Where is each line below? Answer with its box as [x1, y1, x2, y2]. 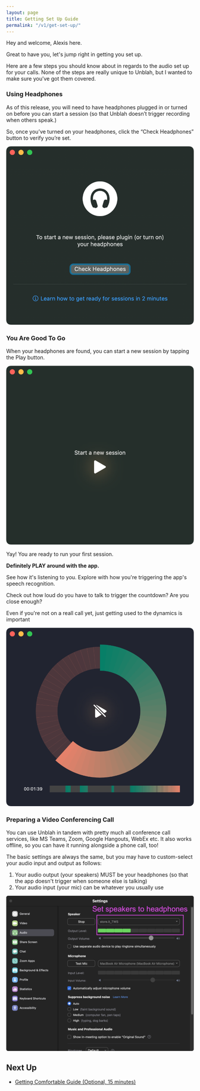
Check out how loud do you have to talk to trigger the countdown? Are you [6, 591, 189, 598]
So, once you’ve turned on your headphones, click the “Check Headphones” [6, 128, 194, 135]
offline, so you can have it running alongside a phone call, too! [6, 842, 159, 849]
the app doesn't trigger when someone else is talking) [14, 878, 148, 885]
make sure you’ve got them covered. [6, 75, 96, 82]
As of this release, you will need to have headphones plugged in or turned [6, 103, 187, 110]
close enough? [6, 598, 43, 605]
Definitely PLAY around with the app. [6, 562, 99, 569]
